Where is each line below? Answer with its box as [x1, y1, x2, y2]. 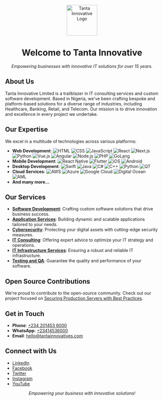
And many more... [12, 179, 50, 185]
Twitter [12, 370, 27, 376]
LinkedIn [12, 360, 30, 366]
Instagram [12, 376, 33, 381]
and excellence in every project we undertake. [5, 111, 99, 117]
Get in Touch [5, 310, 45, 318]
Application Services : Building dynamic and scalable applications [12, 216, 145, 222]
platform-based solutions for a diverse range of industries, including [5, 101, 143, 106]
